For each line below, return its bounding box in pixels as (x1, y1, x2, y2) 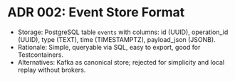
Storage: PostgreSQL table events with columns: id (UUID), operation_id (17, 28, 229, 36)
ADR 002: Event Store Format (7, 4, 185, 21)
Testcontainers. (17, 50, 64, 59)
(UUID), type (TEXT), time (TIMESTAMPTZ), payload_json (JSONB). (17, 35, 216, 43)
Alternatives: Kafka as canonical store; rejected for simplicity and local (17, 58, 225, 66)
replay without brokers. (17, 65, 86, 74)
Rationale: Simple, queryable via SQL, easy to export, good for (17, 43, 201, 51)
